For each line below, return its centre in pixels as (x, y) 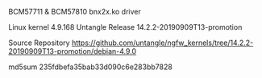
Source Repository (39, 43)
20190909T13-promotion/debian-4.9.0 (73, 51)
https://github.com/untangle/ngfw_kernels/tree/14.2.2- (162, 43)
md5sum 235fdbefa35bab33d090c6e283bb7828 (91, 67)
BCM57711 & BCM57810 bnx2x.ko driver (75, 12)
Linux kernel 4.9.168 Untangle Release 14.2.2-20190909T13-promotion (125, 27)
